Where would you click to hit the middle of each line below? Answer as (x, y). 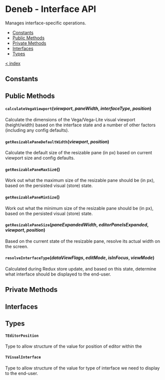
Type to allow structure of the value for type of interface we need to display (82, 368)
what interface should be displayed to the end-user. (58, 274)
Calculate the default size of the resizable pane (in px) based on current (79, 153)
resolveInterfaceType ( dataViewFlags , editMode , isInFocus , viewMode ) (80, 258)
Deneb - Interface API (51, 9)
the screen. (17, 246)
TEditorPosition (22, 336)
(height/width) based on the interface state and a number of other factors (80, 125)
